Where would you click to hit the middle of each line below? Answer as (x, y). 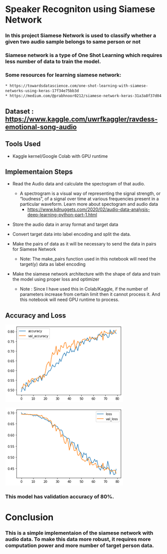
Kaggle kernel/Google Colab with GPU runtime (60, 156)
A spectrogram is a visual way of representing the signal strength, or (90, 193)
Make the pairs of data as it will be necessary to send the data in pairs (84, 244)
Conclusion (29, 517)
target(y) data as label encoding (53, 264)
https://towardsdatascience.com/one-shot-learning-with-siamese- (79, 86)
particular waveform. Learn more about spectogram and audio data (89, 204)
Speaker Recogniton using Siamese (80, 9)
